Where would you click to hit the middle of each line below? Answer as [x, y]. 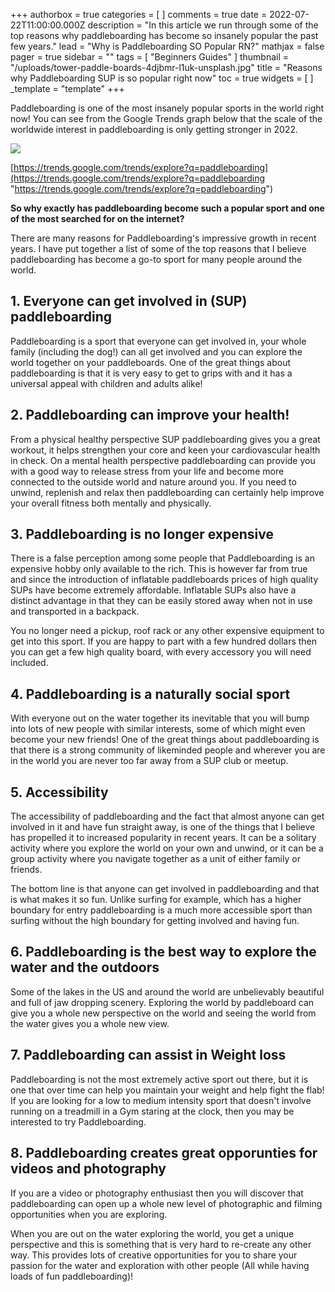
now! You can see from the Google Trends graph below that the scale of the [166, 118]
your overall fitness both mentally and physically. [111, 503]
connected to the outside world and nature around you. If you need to [153, 481]
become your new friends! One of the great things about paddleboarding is [165, 740]
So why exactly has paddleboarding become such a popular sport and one [167, 208]
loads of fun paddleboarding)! [72, 1276]
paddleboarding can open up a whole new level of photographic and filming [166, 1203]
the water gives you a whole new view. [90, 1023]
